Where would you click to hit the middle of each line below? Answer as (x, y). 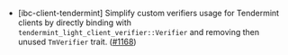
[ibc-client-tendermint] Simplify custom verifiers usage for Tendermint (148, 13)
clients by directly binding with (75, 23)
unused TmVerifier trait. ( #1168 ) (77, 41)
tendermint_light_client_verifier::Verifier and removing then (138, 32)
